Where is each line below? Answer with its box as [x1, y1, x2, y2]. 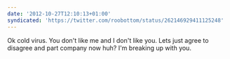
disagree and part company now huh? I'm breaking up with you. [7, 44, 191, 52]
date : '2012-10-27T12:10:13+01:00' [7, 10, 111, 18]
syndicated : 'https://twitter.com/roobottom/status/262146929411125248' [7, 17, 224, 24]
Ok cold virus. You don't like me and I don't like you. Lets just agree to [7, 36, 209, 44]
